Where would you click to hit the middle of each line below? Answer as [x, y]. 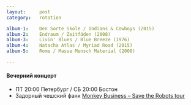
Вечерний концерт [32, 76]
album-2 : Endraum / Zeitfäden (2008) [59, 34]
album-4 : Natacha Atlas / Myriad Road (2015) [69, 46]
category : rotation [34, 18]
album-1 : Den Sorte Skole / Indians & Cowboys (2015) [81, 29]
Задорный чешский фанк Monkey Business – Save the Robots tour [100, 96]
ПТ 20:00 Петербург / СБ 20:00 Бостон [66, 89]
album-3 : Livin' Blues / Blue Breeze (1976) [68, 40]
